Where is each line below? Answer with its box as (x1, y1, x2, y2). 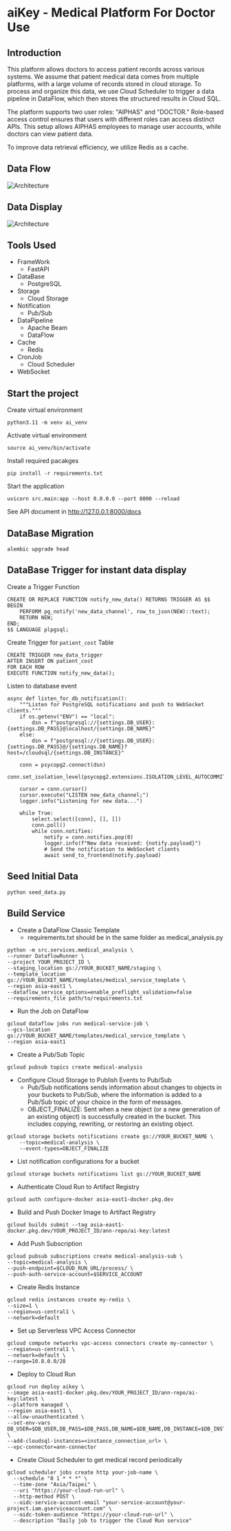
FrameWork (16, 258, 50, 266)
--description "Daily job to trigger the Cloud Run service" (13, 1517, 192, 1524)
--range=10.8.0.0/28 (7, 1357, 67, 1365)
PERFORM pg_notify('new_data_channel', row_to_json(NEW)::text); (19, 608, 211, 615)
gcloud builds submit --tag (7, 1221, 88, 1228)
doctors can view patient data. (7, 130, 93, 138)
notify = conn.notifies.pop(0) (43, 834, 134, 841)
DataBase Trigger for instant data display (7, 564, 187, 576)
